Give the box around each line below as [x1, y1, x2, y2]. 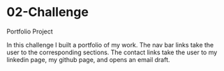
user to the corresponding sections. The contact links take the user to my [6, 48, 218, 56]
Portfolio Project [6, 27, 53, 35]
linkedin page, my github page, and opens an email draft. [6, 55, 170, 63]
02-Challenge [6, 4, 89, 20]
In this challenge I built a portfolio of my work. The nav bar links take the [6, 40, 214, 49]
